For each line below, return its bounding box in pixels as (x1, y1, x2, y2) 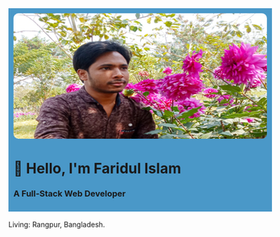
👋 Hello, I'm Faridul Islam (13, 160, 182, 178)
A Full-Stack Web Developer (13, 188, 126, 199)
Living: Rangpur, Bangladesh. (8, 220, 105, 230)
